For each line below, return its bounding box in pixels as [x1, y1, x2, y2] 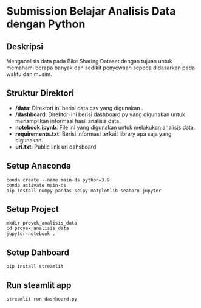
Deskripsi [6, 41, 44, 52]
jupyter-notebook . [6, 231, 56, 237]
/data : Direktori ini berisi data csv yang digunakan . [15, 104, 143, 111]
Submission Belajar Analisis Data [6, 4, 176, 18]
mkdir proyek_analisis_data [6, 220, 78, 226]
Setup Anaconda [6, 161, 71, 171]
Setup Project [6, 204, 60, 214]
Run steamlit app [6, 280, 72, 290]
